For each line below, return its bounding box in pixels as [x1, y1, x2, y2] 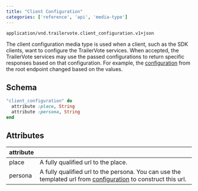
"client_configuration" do [6, 98, 72, 104]
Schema [6, 82, 37, 92]
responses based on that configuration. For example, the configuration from [6, 59, 190, 66]
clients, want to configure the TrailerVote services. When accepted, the [6, 46, 179, 53]
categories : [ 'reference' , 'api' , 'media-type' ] [6, 14, 128, 20]
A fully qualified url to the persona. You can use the [39, 167, 181, 176]
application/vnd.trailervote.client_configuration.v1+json [6, 30, 154, 36]
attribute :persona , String [11, 109, 81, 115]
